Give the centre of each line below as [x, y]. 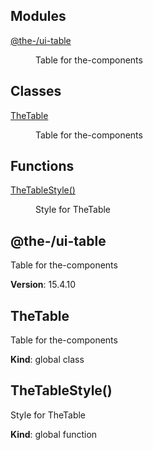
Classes [36, 91]
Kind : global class [47, 360]
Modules [38, 16]
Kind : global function [54, 434]
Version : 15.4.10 [43, 285]
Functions [42, 166]
